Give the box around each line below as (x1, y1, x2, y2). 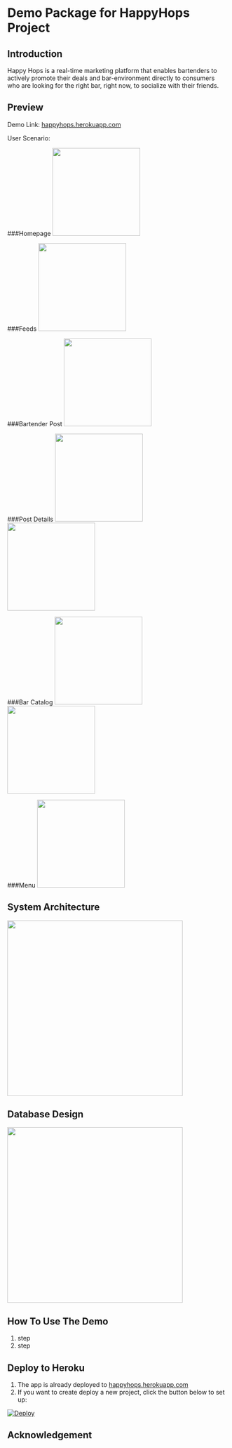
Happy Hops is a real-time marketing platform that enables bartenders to (7, 67, 217, 74)
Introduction (7, 48, 63, 60)
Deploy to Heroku (7, 1362, 86, 1374)
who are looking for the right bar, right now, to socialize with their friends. (7, 81, 219, 89)
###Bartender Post (7, 419, 63, 428)
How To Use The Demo (7, 1315, 109, 1327)
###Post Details (7, 515, 54, 523)
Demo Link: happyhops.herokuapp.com (7, 120, 121, 129)
